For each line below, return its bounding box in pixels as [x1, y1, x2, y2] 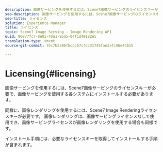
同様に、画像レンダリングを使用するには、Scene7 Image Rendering [5, 107, 141, 113]
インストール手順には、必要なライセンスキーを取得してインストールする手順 [5, 136, 158, 141]
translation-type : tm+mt [5, 39, 55, 44]
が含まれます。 [5, 141, 35, 148]
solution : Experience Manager [5, 20, 66, 26]
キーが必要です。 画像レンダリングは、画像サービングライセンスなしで [9, 113, 150, 119]
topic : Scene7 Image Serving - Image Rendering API [5, 30, 112, 34]
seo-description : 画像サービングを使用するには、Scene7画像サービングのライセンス [5, 12, 156, 16]
